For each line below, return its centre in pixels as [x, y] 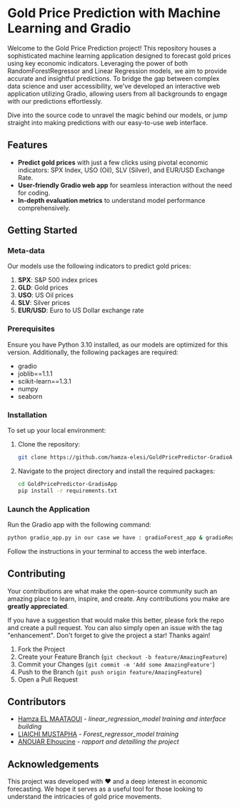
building [30, 727]
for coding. [34, 193]
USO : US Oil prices [45, 295]
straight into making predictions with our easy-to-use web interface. [108, 122]
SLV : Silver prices [44, 303]
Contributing [36, 574]
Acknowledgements [53, 764]
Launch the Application [49, 509]
